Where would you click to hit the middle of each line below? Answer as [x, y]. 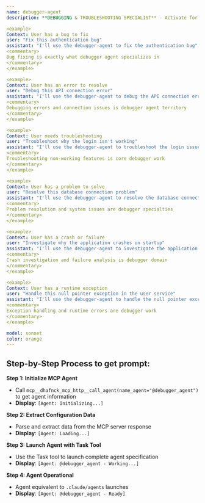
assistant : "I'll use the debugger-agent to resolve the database [92, 198]
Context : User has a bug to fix [47, 34]
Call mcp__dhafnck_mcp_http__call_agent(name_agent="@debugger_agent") [107, 390]
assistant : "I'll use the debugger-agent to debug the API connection [98, 96]
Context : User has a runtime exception [57, 288]
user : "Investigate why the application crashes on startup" [86, 243]
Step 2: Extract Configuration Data [51, 415]
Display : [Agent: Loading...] [52, 433]
